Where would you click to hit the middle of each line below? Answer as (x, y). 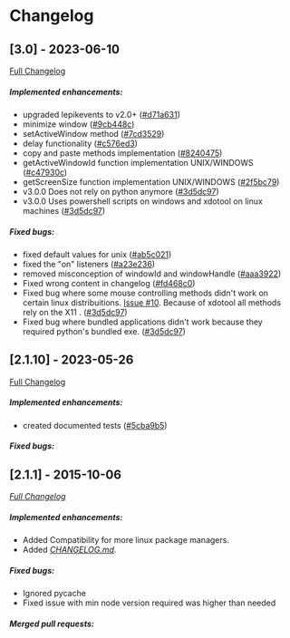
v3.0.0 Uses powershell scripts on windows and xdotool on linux (142, 201)
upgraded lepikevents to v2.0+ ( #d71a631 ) (101, 114)
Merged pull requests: (52, 623)
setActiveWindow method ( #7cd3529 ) (93, 133)
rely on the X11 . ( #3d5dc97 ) (75, 312)
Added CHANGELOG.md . (69, 550)
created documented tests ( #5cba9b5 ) (95, 425)
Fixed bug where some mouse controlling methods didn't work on (145, 293)
